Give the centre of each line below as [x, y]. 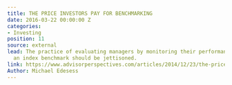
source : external [32, 45]
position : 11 [26, 39]
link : [15, 64]
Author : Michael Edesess [43, 71]
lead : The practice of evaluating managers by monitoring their [101, 52]
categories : [24, 26]
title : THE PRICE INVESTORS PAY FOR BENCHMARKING [80, 13]
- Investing [24, 33]
